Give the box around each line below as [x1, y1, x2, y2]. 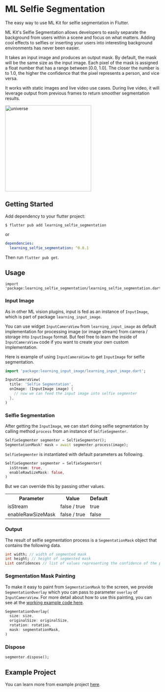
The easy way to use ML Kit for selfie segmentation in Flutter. [5, 20, 129, 26]
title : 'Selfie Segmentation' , [9, 382, 74, 387]
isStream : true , [9, 465, 43, 471]
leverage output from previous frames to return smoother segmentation [5, 90, 150, 96]
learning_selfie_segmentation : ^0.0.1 [9, 245, 89, 251]
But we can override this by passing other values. [5, 483, 106, 489]
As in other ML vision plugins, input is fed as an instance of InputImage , [5, 309, 149, 315]
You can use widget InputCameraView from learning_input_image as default [5, 323, 157, 329]
